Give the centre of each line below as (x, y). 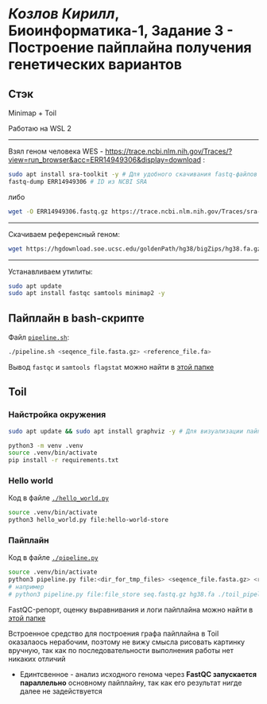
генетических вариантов (95, 65)
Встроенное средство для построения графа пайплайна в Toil (114, 633)
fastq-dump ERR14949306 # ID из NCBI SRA (78, 181)
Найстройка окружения (57, 414)
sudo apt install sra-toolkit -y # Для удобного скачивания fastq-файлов (133, 174)
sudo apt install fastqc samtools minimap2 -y (87, 294)
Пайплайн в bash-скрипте (76, 318)
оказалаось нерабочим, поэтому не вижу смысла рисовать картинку (126, 642)
